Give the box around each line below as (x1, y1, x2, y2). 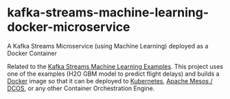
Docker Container (7, 49, 57, 57)
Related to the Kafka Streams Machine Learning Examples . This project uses (7, 62, 223, 70)
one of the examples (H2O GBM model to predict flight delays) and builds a (7, 70, 220, 78)
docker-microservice (7, 19, 130, 35)
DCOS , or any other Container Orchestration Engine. (7, 84, 155, 92)
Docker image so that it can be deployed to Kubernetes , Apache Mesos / (7, 76, 213, 85)
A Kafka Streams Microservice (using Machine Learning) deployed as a (7, 42, 209, 50)
